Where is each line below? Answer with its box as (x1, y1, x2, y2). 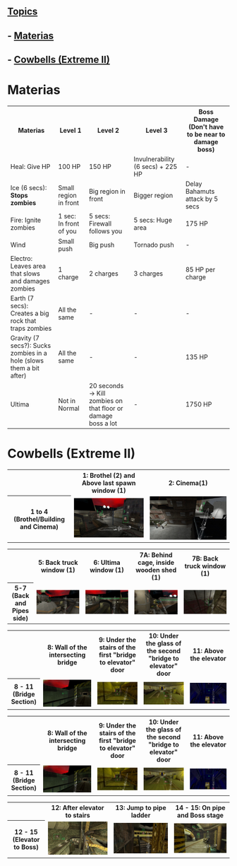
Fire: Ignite (10, 216, 41, 224)
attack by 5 (186, 194, 219, 204)
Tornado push (133, 240, 174, 250)
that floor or (89, 404, 123, 412)
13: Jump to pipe (115, 804, 167, 812)
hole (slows (10, 356, 44, 365)
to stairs (65, 811, 90, 819)
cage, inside (137, 558, 175, 566)
